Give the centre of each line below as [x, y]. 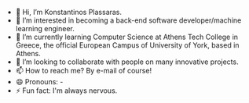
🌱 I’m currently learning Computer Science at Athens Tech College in [126, 37]
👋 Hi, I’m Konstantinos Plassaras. [69, 12]
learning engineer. [45, 28]
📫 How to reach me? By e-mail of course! [83, 71]
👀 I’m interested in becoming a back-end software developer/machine [128, 20]
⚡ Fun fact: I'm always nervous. [66, 91]
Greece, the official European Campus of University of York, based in [127, 45]
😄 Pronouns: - [39, 82]
